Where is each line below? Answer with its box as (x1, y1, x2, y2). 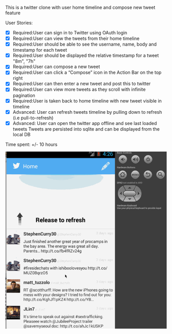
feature (5, 10, 20, 16)
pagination (12, 92, 36, 98)
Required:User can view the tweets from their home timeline (12, 35, 140, 41)
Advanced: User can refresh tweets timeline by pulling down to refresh (12, 109, 162, 115)
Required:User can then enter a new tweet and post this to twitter (12, 80, 151, 87)
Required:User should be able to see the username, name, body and (12, 41, 157, 48)
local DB (12, 131, 31, 137)
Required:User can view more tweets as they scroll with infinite (12, 87, 146, 93)
